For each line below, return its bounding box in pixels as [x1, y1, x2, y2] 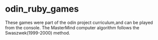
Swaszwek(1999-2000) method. [5, 30, 70, 36]
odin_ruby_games [5, 3, 79, 15]
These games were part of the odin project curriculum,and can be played [5, 20, 153, 25]
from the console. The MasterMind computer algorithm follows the [5, 24, 140, 30]
